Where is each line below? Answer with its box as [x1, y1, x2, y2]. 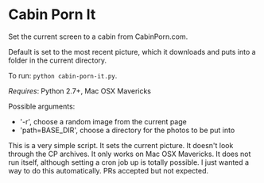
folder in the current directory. [8, 55, 107, 65]
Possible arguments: [8, 101, 76, 111]
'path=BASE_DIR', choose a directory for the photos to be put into [19, 125, 235, 135]
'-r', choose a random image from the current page [19, 116, 187, 126]
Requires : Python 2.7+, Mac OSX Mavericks [8, 86, 152, 96]
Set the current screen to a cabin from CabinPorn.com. [8, 32, 188, 41]
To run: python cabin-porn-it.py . [8, 71, 118, 80]
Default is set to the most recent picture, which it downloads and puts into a [8, 47, 256, 56]
